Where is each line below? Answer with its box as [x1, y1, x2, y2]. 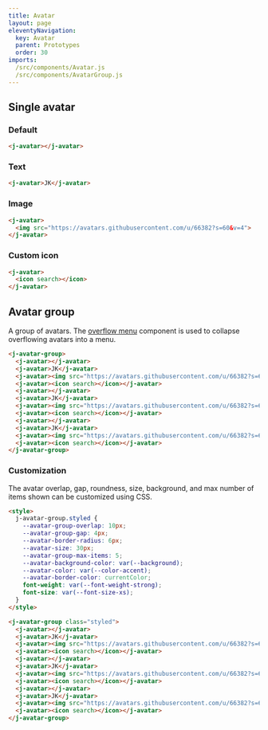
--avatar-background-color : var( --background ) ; [22, 559, 183, 567]
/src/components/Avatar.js [15, 64, 105, 72]
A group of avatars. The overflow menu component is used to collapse [8, 326, 241, 336]
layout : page [8, 19, 52, 27]
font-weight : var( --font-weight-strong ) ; [22, 581, 162, 590]
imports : [8, 57, 37, 65]
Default [8, 124, 38, 135]
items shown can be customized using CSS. [8, 492, 153, 501]
